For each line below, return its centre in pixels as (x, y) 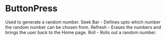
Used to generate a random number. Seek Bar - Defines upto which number (83, 22)
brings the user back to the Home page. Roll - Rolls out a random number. (81, 32)
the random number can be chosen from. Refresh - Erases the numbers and (83, 27)
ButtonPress (31, 9)
